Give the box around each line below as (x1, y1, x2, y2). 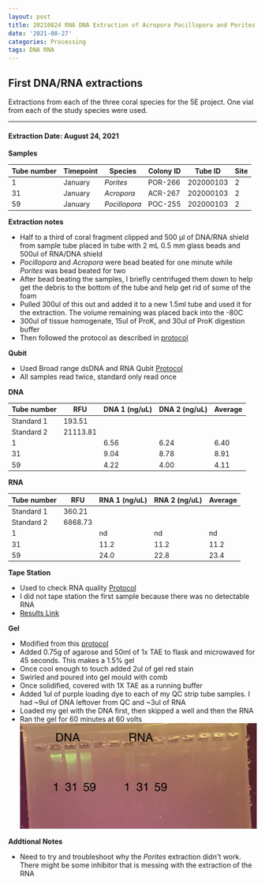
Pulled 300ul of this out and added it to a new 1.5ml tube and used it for (19, 299, 252, 309)
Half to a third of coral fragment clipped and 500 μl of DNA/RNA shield (19, 232, 249, 242)
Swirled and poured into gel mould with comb (19, 672, 168, 682)
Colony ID (147, 166, 181, 175)
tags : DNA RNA (8, 46, 55, 54)
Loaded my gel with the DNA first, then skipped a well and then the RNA (19, 706, 254, 716)
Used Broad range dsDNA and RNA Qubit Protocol (19, 363, 183, 373)
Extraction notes (8, 217, 64, 227)
